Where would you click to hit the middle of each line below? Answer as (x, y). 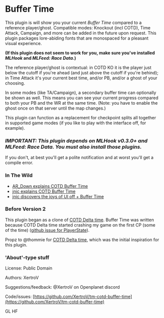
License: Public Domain (29, 268)
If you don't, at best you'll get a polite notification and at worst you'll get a (79, 158)
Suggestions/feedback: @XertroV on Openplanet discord (62, 287)
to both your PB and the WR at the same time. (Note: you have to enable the (82, 103)
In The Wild (19, 176)
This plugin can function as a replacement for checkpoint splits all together (81, 117)
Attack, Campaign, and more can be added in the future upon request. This (81, 33)
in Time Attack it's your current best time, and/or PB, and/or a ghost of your (81, 78)
